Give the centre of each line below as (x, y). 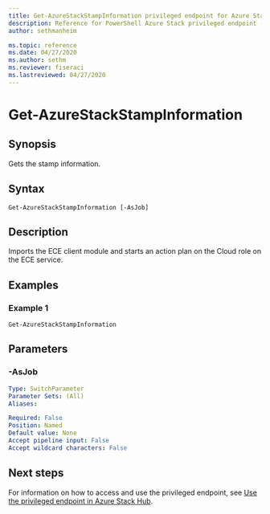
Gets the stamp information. (55, 163)
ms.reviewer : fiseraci (46, 68)
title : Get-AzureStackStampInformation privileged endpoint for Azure (129, 16)
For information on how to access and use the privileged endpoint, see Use (133, 492)
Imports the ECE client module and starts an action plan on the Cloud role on (135, 251)
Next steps (36, 473)
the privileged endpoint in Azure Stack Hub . (81, 501)
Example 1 (29, 308)
